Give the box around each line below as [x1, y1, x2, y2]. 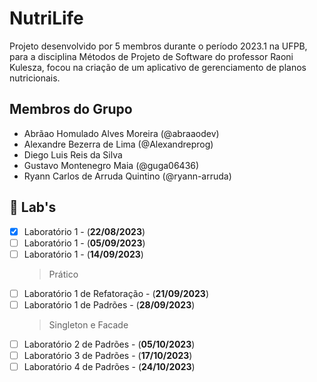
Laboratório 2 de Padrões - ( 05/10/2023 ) [23, 338, 196, 350]
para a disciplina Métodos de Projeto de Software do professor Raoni [9, 50, 294, 62]
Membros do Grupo [9, 101, 133, 118]
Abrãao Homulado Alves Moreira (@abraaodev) [23, 127, 220, 139]
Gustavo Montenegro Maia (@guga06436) [23, 159, 200, 171]
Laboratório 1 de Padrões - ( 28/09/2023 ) [23, 298, 196, 311]
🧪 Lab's [9, 199, 57, 216]
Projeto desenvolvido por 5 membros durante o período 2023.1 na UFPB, [9, 40, 308, 52]
